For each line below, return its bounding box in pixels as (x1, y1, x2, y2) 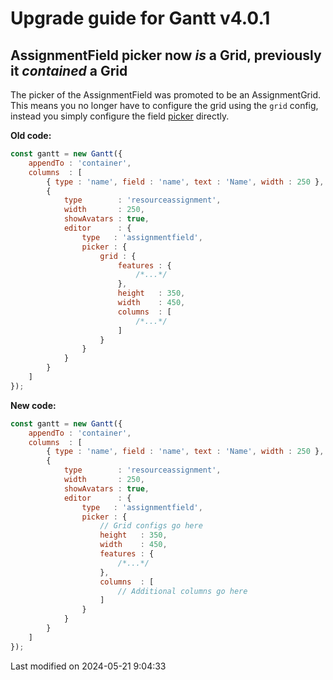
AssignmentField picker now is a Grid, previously (10, 47, 322, 64)
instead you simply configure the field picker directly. (10, 110, 230, 122)
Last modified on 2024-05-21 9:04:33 (10, 660, 167, 672)
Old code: (10, 130, 52, 141)
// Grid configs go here (99, 521, 203, 531)
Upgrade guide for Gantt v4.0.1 (10, 7, 271, 30)
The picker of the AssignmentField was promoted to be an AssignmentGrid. (10, 89, 322, 101)
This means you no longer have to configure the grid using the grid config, (10, 100, 319, 111)
